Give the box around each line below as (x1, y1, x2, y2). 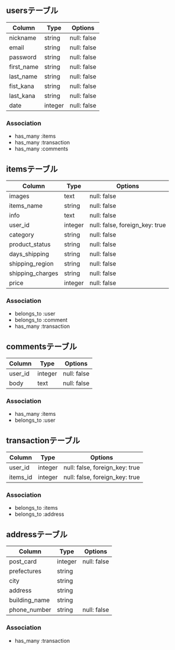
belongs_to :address (14, 510, 64, 518)
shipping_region (9, 259, 54, 267)
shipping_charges (9, 269, 59, 277)
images (9, 192, 30, 200)
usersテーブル (6, 5, 59, 16)
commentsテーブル (6, 341, 77, 352)
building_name (9, 596, 50, 604)
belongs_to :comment (14, 317, 68, 324)
